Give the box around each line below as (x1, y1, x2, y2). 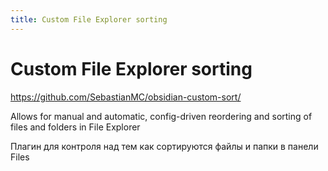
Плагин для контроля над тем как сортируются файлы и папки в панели (10, 140, 319, 152)
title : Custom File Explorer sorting (10, 14, 168, 25)
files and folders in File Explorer (10, 121, 141, 133)
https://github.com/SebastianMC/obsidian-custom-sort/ (10, 91, 242, 103)
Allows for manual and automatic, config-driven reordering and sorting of (10, 110, 313, 122)
